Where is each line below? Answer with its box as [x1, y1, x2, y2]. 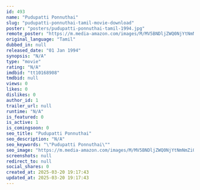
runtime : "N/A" [6, 108, 44, 114]
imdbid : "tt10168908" [6, 70, 60, 76]
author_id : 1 [6, 97, 39, 103]
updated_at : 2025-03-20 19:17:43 [6, 175, 89, 181]
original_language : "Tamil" [6, 36, 76, 42]
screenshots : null [6, 152, 52, 158]
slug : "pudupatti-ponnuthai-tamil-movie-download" [6, 20, 135, 26]
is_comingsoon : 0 [6, 125, 49, 131]
